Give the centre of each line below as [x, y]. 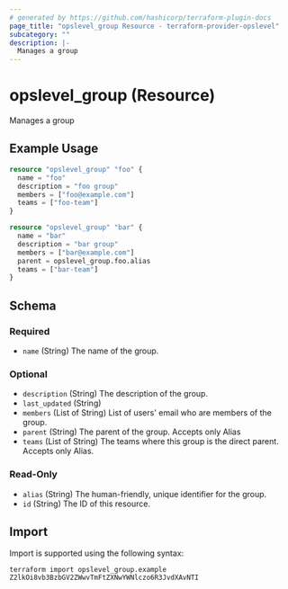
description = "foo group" [68, 186]
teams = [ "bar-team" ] [58, 269]
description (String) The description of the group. [115, 394]
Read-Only [34, 475]
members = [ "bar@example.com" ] [76, 253]
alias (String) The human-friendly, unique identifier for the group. [144, 494]
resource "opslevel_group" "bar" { [76, 228]
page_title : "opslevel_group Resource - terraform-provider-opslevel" [144, 26]
